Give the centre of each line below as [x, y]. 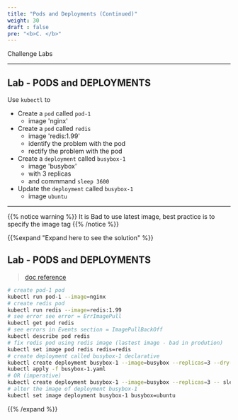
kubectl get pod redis [41, 323]
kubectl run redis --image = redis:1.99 [64, 310]
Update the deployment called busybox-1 [75, 189]
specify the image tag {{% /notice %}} [63, 225]
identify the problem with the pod [77, 144]
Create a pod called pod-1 [54, 113]
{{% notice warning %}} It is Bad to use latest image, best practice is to [111, 217]
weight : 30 [23, 21]
